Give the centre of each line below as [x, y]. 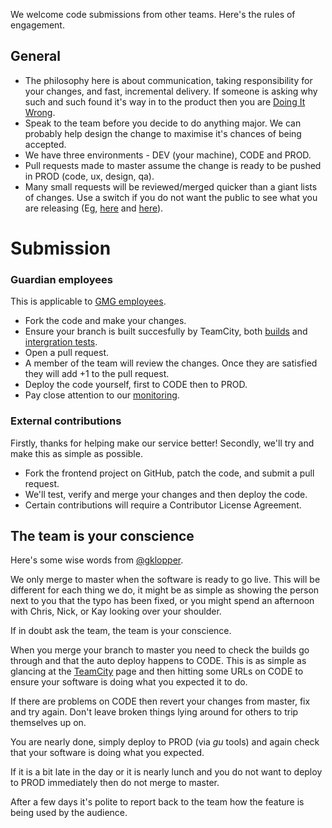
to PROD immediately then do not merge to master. [115, 783]
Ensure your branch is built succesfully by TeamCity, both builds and [166, 331]
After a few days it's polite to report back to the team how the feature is [157, 802]
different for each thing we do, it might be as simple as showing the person [165, 590]
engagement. [37, 25]
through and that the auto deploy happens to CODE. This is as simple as [158, 661]
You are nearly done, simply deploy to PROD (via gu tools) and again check [165, 742]
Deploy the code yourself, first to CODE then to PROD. [136, 385]
